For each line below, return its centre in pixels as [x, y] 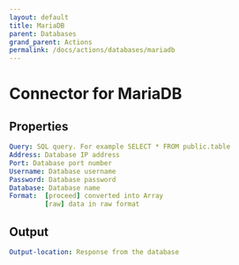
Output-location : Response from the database [94, 252]
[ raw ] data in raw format [92, 204]
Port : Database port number [61, 163]
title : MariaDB [37, 26]
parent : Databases [43, 34]
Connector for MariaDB [96, 94]
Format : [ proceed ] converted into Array [86, 196]
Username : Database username [63, 171]
